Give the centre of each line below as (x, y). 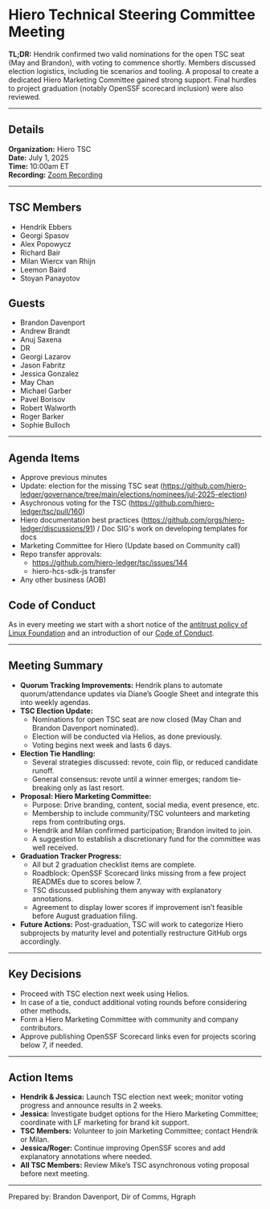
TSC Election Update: (57, 711)
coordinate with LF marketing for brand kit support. (104, 1122)
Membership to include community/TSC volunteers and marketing (141, 813)
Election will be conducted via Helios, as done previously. (127, 736)
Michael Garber (46, 391)
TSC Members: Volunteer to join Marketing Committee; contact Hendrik (139, 1131)
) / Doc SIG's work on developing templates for (170, 529)
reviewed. (25, 96)
